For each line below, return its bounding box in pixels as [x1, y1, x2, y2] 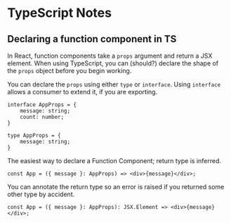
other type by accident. [7, 190, 75, 198]
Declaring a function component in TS [7, 33, 177, 45]
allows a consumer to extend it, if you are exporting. [7, 88, 158, 96]
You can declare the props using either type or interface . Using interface [7, 80, 221, 89]
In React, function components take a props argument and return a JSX [7, 51, 213, 60]
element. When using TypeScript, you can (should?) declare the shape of [7, 59, 219, 68]
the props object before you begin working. [7, 67, 132, 75]
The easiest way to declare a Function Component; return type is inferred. [7, 157, 222, 165]
